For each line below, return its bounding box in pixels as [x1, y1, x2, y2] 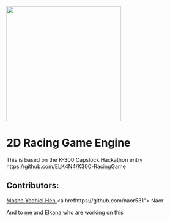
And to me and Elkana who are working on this [6, 209, 124, 216]
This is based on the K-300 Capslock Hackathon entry [6, 156, 143, 163]
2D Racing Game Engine [6, 136, 131, 150]
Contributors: [6, 180, 59, 191]
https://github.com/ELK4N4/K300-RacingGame [6, 163, 127, 170]
